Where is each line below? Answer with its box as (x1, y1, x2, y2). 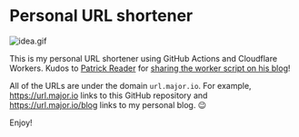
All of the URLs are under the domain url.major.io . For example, (9, 80, 252, 91)
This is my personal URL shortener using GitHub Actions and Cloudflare (9, 53, 278, 64)
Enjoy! (9, 117, 34, 128)
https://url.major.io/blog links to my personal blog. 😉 (9, 99, 207, 110)
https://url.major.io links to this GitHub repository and (9, 90, 208, 101)
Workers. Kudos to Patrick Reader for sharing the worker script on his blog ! (9, 63, 291, 73)
